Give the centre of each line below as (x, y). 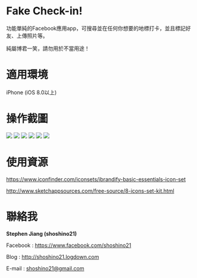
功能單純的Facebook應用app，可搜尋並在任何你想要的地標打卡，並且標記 (96, 28)
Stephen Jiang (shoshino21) (42, 233)
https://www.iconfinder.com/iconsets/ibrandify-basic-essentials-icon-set (96, 179)
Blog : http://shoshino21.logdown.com (53, 257)
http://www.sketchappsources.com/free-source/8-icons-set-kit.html (90, 191)
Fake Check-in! (44, 11)
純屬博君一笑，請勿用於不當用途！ (48, 48)
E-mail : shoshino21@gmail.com (45, 268)
